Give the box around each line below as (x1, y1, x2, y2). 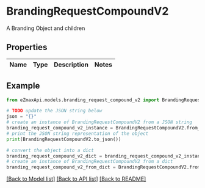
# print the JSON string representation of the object (6, 130, 149, 137)
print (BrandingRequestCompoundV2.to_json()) (6, 136, 121, 142)
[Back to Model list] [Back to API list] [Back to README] (6, 175, 146, 183)
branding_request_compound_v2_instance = (6, 125, 113, 131)
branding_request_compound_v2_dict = (6, 153, 103, 159)
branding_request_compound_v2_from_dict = (6, 164, 116, 170)
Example (6, 81, 40, 91)
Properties (6, 42, 48, 52)
